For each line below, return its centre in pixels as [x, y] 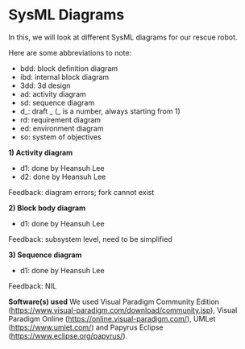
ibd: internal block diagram [64, 77]
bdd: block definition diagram [69, 68]
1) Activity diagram [41, 152]
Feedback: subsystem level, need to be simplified [91, 239]
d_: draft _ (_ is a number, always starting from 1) [100, 111]
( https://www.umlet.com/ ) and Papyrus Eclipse [86, 327]
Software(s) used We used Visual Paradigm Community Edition [114, 301]
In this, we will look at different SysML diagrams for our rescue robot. [123, 37]
